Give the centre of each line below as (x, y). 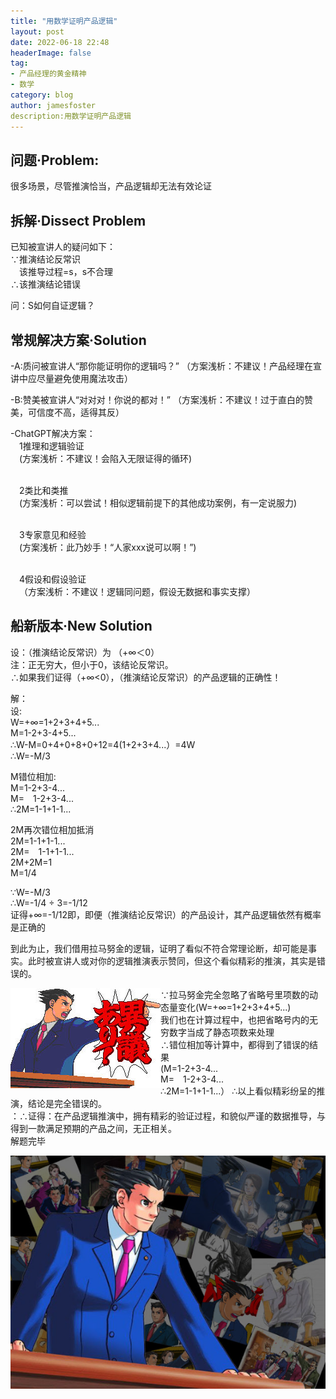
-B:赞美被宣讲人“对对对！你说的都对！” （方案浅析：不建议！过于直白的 (157, 399)
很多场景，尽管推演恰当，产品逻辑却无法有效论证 (111, 186)
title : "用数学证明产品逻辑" (64, 21)
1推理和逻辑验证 (52, 446)
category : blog (42, 95)
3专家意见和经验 (53, 534)
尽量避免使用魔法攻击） (84, 378)
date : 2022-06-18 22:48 (60, 42)
